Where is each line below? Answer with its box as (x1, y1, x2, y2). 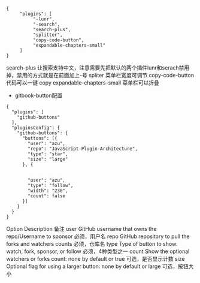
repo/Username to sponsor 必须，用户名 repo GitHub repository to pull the (6, 233, 190, 240)
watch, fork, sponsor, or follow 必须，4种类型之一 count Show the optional (6, 248, 190, 255)
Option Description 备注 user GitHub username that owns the (6, 225, 157, 232)
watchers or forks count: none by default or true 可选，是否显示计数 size (6, 255, 185, 262)
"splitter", (32, 32, 63, 38)
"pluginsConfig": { (11, 125, 60, 131)
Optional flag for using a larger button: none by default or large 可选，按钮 (6, 263, 189, 270)
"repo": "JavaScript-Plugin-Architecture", (28, 146, 138, 152)
